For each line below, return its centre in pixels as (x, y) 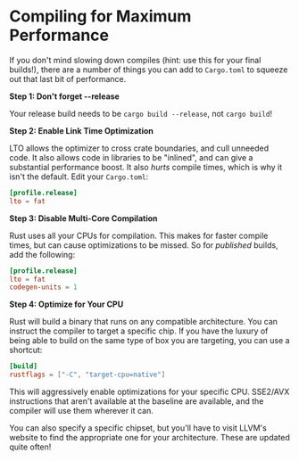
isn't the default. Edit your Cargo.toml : (79, 177)
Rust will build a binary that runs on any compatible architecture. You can (144, 322)
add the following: (42, 254)
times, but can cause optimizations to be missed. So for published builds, (144, 245)
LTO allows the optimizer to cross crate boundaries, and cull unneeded (139, 148)
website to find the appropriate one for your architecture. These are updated (149, 438)
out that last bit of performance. (68, 78)
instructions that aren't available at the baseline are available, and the (137, 401)
